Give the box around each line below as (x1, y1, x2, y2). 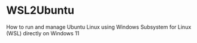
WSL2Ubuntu (6, 4, 75, 17)
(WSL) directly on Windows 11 (6, 29, 80, 36)
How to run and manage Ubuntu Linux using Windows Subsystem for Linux (6, 23, 192, 30)
